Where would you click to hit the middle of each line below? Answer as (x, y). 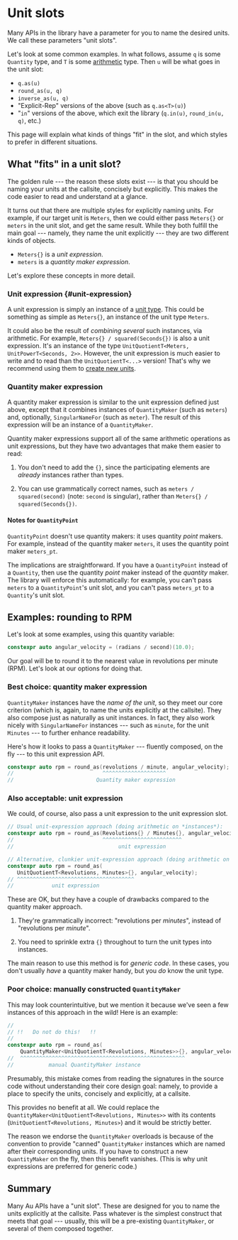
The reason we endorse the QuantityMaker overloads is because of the (110, 1136)
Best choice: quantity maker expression (77, 687)
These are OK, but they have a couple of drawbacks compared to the (108, 899)
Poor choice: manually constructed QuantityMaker (94, 989)
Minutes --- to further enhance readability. (69, 732)
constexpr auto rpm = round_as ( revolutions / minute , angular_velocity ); (119, 767)
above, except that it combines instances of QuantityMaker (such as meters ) (118, 410)
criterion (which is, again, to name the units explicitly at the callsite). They (114, 710)
